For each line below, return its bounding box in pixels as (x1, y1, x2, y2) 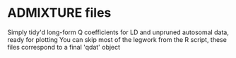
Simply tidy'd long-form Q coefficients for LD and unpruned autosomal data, (7, 28, 230, 36)
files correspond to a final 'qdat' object (7, 43, 121, 51)
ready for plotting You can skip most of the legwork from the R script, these (7, 35, 228, 43)
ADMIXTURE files (7, 5, 112, 21)
